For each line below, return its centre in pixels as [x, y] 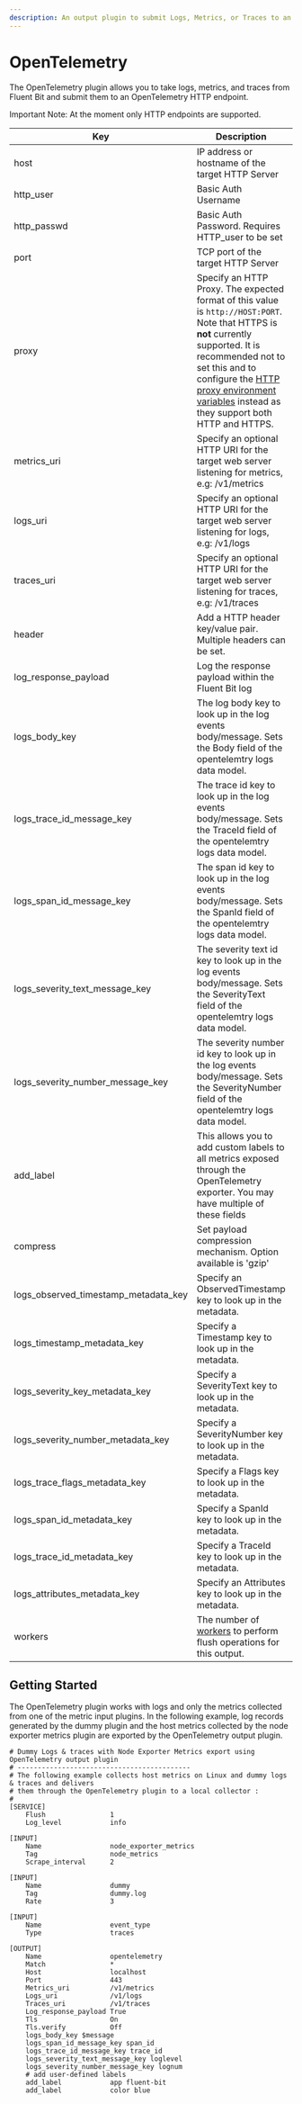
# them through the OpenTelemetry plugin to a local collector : [134, 1792]
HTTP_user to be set [240, 237]
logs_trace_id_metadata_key [74, 1556]
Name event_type [88, 1925]
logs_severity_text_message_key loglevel [104, 2059]
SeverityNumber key [240, 1434]
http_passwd [41, 226]
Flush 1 [70, 1815]
